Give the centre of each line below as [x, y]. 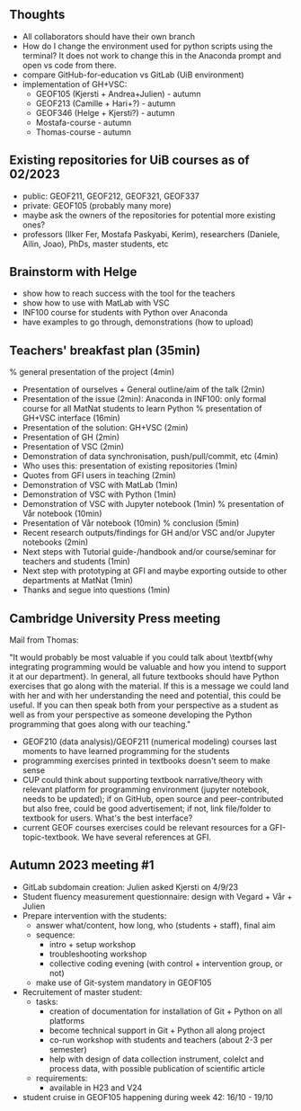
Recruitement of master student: [82, 991]
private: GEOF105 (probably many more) [97, 205]
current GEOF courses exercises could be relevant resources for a [145, 828]
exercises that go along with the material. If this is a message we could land [149, 686]
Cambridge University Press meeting [115, 618]
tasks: [47, 1001]
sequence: [55, 935]
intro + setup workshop [93, 944]
